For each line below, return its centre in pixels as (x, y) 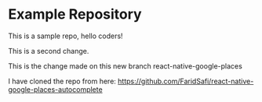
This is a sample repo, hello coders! (65, 36)
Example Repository (75, 14)
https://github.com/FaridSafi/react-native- (186, 81)
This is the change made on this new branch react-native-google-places (126, 66)
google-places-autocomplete (56, 89)
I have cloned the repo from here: (62, 81)
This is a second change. (49, 51)
